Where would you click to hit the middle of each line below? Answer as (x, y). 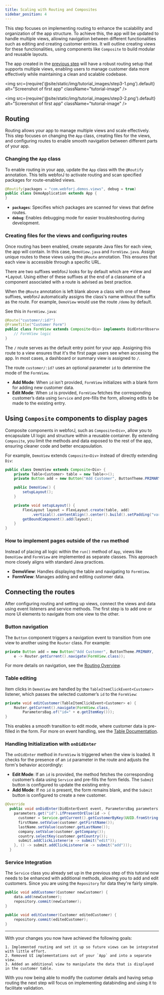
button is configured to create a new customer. (59, 795)
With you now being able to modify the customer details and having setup (79, 977)
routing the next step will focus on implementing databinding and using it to (81, 983)
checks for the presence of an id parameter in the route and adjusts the (77, 760)
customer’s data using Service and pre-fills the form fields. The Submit (83, 780)
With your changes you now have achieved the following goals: (69, 938)
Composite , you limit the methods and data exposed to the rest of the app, (79, 441)
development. (26, 223)
